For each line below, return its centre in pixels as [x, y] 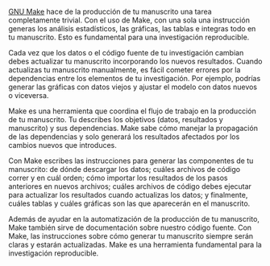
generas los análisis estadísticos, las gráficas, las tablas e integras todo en [132, 29]
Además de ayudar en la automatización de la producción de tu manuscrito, [134, 219]
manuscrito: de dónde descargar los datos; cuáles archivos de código [124, 169]
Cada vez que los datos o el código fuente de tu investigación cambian [126, 53]
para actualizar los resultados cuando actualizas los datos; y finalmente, [128, 195]
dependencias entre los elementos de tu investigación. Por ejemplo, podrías [135, 78]
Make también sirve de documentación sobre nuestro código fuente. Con [130, 227]
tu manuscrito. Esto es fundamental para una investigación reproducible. [129, 37]
